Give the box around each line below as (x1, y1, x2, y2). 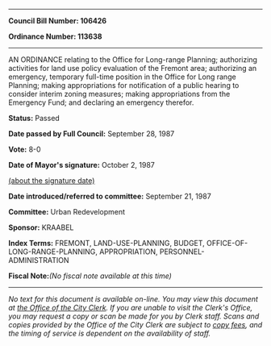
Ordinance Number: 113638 (8, 31, 102, 41)
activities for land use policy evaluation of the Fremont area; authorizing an (8, 64, 257, 73)
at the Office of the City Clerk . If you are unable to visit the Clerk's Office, (8, 303, 253, 312)
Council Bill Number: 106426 (8, 16, 107, 25)
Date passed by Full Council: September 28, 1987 (8, 129, 175, 138)
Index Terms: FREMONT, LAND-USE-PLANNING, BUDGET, (8, 239, 206, 248)
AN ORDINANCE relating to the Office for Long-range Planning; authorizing (8, 55, 258, 65)
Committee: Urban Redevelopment (8, 207, 126, 216)
